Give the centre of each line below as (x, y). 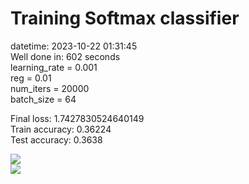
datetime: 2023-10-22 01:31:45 (74, 46)
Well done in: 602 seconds (65, 56)
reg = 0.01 (31, 78)
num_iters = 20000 (50, 88)
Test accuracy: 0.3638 (56, 139)
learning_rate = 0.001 (54, 67)
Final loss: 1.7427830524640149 (77, 118)
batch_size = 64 (43, 99)
